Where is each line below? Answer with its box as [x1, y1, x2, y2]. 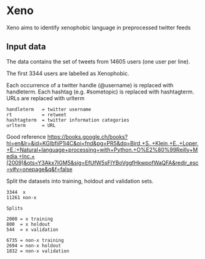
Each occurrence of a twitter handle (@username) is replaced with [6, 81, 174, 89]
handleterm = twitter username [6, 106, 92, 112]
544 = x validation [6, 227, 59, 233]
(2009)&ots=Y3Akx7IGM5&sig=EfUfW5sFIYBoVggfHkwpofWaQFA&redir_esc [6, 159, 199, 166]
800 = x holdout [6, 221, 51, 227]
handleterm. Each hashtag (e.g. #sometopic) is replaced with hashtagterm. [6, 88, 195, 95]
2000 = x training [6, 216, 53, 222]
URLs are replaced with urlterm [6, 94, 85, 101]
